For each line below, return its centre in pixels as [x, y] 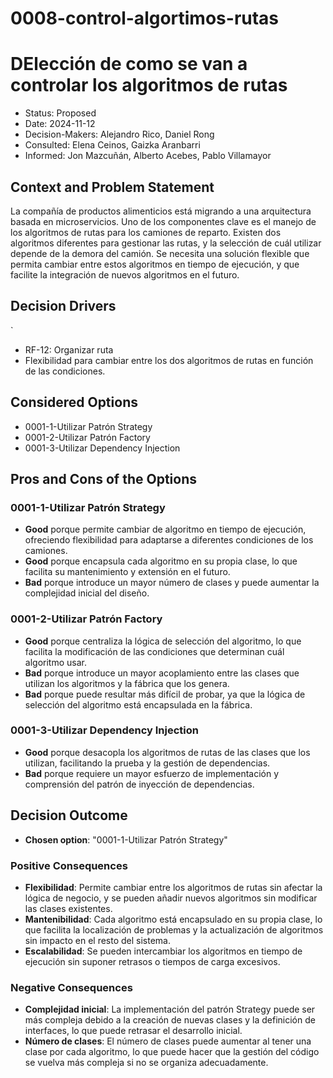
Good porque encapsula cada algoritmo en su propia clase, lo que [161, 561]
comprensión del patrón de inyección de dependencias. [139, 784]
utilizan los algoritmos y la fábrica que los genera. [127, 683]
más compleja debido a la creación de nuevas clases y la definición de [170, 1020]
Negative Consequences [71, 987]
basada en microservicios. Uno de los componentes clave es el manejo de [163, 221]
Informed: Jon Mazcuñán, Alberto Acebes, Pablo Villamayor [148, 156]
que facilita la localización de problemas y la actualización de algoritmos [174, 929]
